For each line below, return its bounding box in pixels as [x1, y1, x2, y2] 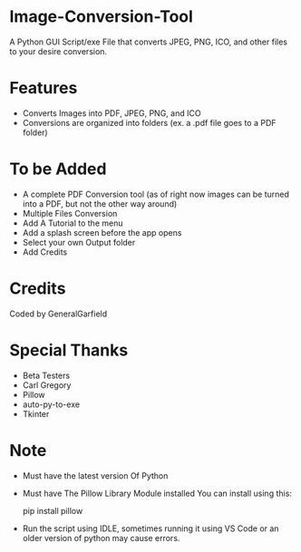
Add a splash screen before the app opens [22, 227, 182, 237]
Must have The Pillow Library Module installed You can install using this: [22, 488, 293, 499]
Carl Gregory [22, 379, 72, 391]
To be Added [9, 159, 107, 179]
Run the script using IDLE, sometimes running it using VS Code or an [22, 523, 279, 534]
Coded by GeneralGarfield [9, 308, 108, 319]
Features [9, 78, 78, 99]
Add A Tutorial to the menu [22, 218, 123, 228]
